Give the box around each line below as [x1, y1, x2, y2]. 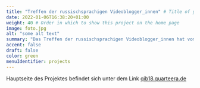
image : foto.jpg [6, 25, 46, 32]
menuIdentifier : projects [6, 58, 70, 64]
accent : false [6, 42, 42, 48]
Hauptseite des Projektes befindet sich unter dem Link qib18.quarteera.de [6, 75, 186, 82]
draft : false [6, 48, 39, 54]
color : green [6, 53, 39, 59]
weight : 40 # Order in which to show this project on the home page [6, 20, 180, 26]
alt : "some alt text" [6, 31, 60, 37]
